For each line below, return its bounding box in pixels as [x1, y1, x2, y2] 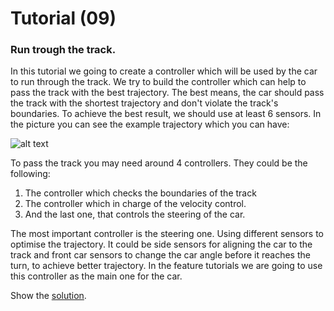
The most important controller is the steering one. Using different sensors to [10, 228, 324, 240]
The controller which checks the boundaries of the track [24, 187, 257, 199]
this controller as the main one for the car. [10, 270, 183, 282]
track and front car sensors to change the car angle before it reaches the [10, 249, 311, 261]
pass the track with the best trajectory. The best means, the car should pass [10, 87, 325, 99]
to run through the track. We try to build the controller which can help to [10, 76, 307, 88]
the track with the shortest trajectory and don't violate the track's [10, 97, 279, 109]
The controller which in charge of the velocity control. [24, 198, 247, 210]
